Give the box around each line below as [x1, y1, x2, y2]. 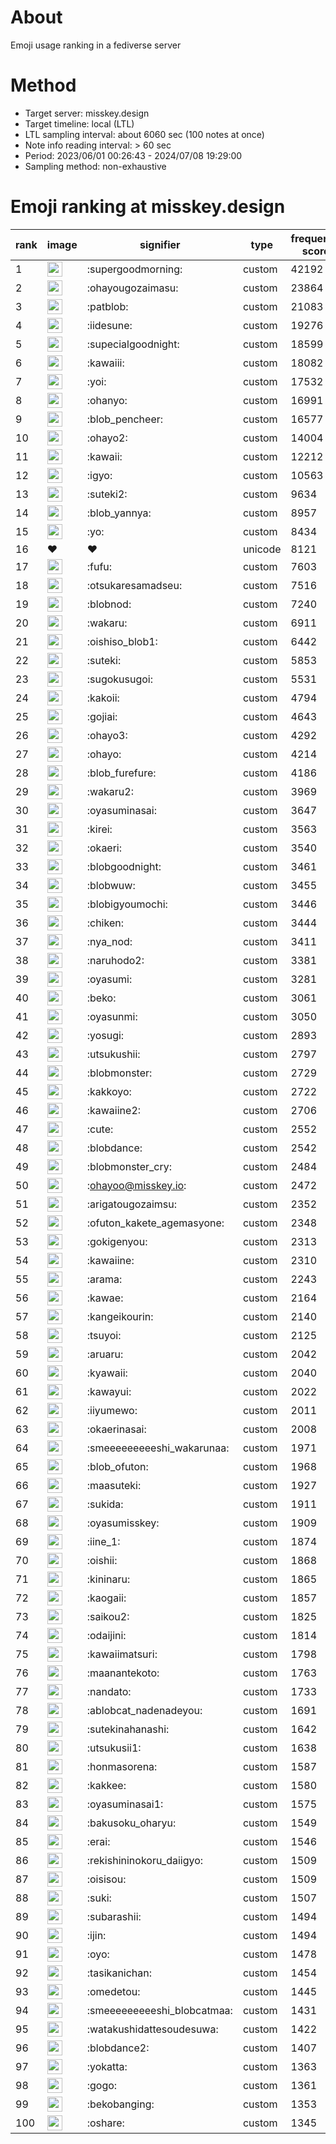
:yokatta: [86, 2059, 128, 2073]
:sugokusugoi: [86, 672, 154, 686]
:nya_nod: [86, 934, 133, 948]
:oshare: [86, 2116, 125, 2130]
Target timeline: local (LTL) [24, 117, 135, 130]
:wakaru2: [86, 784, 134, 798]
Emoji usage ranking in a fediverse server [10, 39, 182, 51]
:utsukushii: [86, 1047, 141, 1061]
